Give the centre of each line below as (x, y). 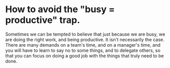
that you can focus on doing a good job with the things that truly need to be (85, 56)
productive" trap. (43, 20)
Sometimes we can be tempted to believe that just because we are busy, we (85, 34)
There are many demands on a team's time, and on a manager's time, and (83, 45)
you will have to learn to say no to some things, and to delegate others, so (83, 50)
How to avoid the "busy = (60, 9)
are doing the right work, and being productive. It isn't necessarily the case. (85, 40)
